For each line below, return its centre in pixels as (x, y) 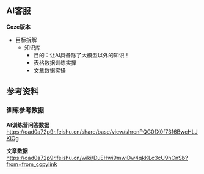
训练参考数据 (25, 111)
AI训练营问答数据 (28, 125)
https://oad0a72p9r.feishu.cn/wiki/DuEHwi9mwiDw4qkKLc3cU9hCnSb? (97, 158)
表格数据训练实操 (55, 62)
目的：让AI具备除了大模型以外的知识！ (82, 55)
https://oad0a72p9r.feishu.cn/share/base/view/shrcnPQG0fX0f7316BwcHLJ (102, 132)
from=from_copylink (32, 164)
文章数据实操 (49, 70)
